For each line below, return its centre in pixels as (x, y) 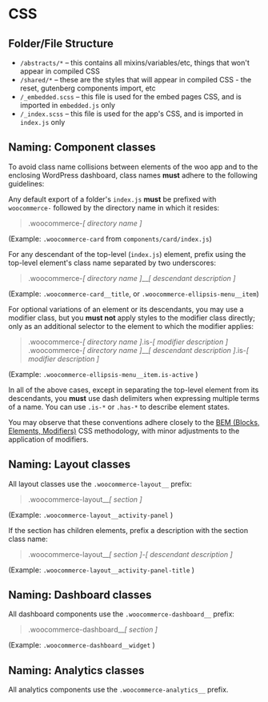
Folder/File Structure (61, 44)
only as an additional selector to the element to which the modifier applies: (131, 326)
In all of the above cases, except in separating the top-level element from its (134, 390)
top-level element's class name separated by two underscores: (112, 263)
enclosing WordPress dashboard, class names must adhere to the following (133, 175)
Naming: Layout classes (70, 465)
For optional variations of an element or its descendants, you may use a (126, 309)
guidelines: (26, 183)
